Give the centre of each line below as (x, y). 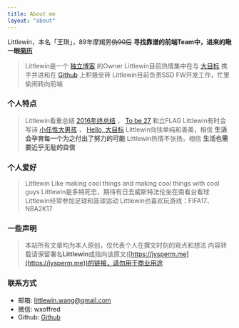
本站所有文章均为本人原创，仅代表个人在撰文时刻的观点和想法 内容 (123, 245)
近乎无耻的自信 (53, 147)
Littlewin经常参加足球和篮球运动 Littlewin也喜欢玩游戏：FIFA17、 (119, 201)
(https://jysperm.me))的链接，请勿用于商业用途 (94, 263)
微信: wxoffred (39, 309)
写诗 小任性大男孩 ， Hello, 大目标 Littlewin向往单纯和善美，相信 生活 (126, 129)
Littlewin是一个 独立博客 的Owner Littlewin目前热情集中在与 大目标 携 (126, 65)
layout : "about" (31, 21)
